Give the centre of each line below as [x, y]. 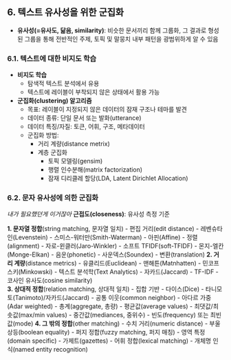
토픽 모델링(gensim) [75, 161]
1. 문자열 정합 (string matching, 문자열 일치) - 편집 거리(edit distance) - [103, 229]
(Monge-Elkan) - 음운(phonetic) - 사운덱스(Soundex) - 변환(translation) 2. [110, 254]
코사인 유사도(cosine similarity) [50, 281]
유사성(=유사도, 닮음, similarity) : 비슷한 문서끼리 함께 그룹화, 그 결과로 [112, 30]
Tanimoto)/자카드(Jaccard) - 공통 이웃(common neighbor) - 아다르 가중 [113, 298]
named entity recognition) [51, 350]
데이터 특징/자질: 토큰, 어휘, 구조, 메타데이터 [86, 127]
